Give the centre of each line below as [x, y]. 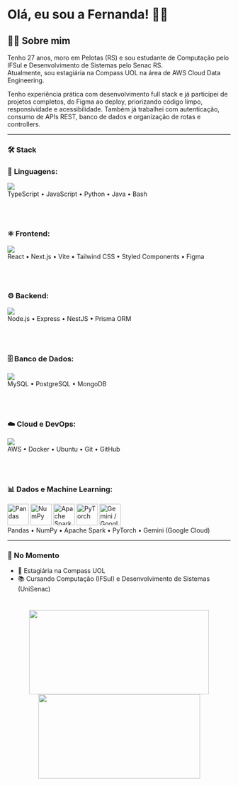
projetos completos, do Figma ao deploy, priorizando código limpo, [105, 102]
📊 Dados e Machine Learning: [60, 489]
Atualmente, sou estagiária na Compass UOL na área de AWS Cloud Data [114, 73]
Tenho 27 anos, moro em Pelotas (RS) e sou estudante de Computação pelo [118, 58]
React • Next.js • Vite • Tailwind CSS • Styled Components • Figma [106, 256]
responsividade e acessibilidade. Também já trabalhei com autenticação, [113, 109]
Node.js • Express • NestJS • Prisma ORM [69, 318]
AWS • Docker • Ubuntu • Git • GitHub [64, 449]
